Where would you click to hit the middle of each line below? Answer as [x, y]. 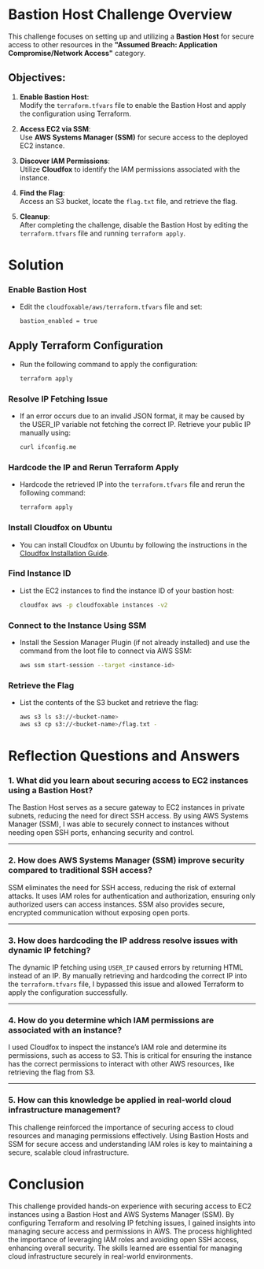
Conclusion [46, 1184]
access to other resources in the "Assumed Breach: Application [113, 44]
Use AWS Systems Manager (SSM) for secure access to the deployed [134, 137]
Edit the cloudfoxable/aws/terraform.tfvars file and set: [111, 307]
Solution [36, 265]
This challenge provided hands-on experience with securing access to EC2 [130, 1206]
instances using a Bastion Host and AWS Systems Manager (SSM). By [121, 1214]
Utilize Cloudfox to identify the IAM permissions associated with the [130, 169]
